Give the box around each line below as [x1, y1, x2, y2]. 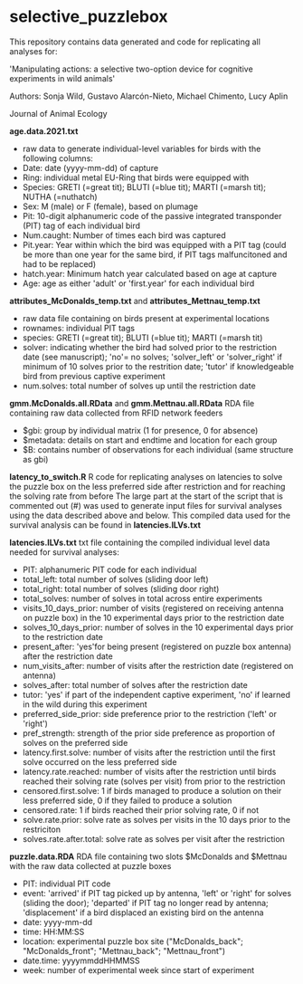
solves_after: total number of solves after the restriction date [22, 679, 249, 690]
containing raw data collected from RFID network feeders [9, 407, 223, 418]
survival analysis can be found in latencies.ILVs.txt [9, 519, 202, 530]
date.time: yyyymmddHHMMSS [22, 955, 140, 966]
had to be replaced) [22, 258, 97, 269]
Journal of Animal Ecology [9, 108, 108, 119]
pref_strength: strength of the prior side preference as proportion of [22, 727, 276, 739]
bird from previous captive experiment [22, 370, 166, 381]
